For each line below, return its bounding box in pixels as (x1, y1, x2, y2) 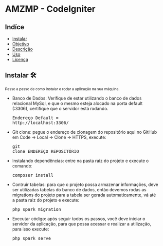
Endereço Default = (12, 115, 59, 121)
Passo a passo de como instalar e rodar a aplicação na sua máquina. (5, 86, 120, 91)
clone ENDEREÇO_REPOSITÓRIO (12, 148, 79, 154)
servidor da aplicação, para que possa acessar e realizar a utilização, (12, 221, 151, 226)
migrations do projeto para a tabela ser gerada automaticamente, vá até (12, 192, 156, 198)
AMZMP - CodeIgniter (5, 3, 96, 15)
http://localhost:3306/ (12, 120, 69, 125)
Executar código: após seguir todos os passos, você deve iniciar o (12, 216, 145, 222)
